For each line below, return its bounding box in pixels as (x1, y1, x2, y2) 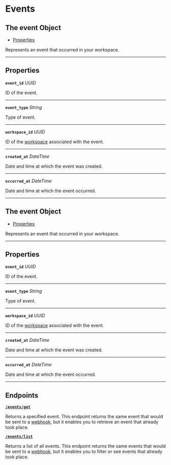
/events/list (5, 434, 33, 440)
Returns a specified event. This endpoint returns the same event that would (5, 414, 163, 420)
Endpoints (5, 391, 39, 400)
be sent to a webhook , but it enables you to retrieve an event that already (5, 419, 159, 425)
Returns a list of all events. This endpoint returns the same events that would (5, 443, 166, 449)
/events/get (5, 404, 31, 410)
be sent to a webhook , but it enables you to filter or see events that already (5, 449, 163, 455)
